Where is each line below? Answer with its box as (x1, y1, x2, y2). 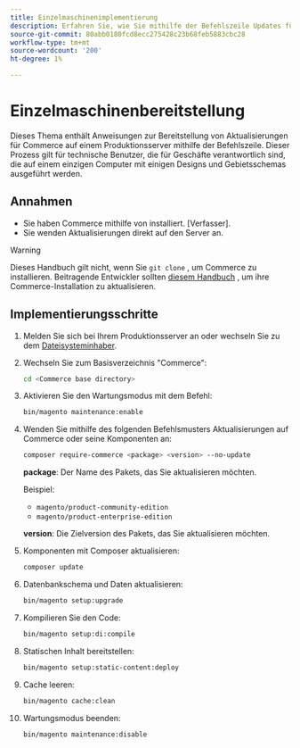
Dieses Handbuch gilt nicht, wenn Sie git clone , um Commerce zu (10, 262, 257, 272)
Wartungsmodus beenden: (22, 712, 121, 723)
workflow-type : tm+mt (10, 37, 91, 47)
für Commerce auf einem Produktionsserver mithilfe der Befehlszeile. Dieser (10, 139, 290, 150)
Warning (10, 245, 41, 255)
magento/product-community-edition (36, 503, 168, 512)
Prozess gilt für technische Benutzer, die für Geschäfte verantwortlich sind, (10, 149, 286, 160)
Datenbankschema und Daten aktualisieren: (22, 579, 183, 590)
